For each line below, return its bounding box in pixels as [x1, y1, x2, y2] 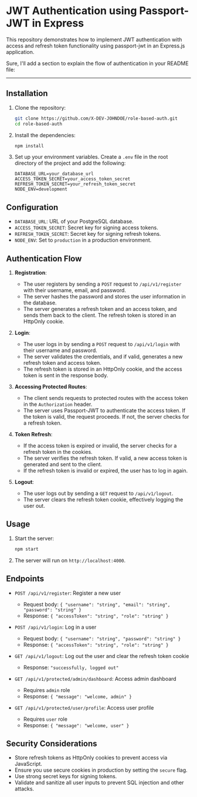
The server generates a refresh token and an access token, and [23, 306, 177, 312]
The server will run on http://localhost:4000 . [14, 557, 126, 564]
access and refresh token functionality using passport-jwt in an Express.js [6, 42, 185, 49]
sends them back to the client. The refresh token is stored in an [23, 312, 176, 318]
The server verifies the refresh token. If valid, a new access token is [23, 455, 188, 462]
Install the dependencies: [14, 131, 76, 138]
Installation [6, 89, 48, 99]
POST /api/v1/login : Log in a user [14, 623, 97, 630]
